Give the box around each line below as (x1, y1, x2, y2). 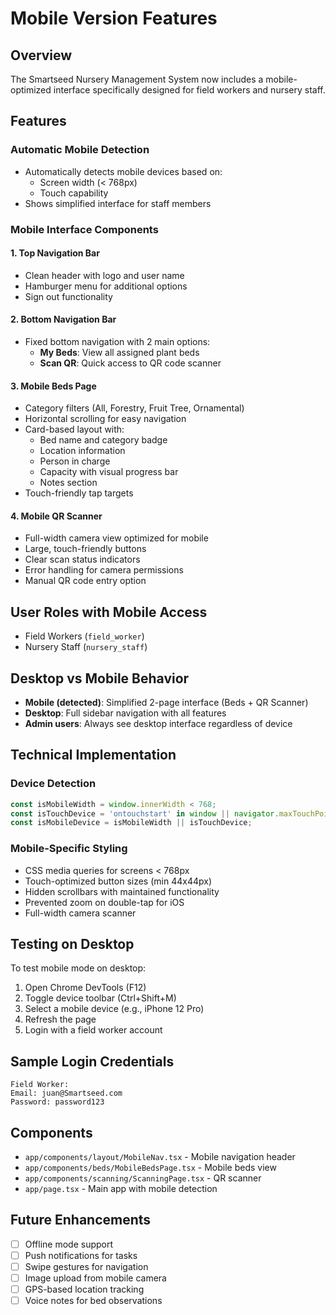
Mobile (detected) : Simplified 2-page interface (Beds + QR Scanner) (24, 697, 309, 709)
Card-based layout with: (24, 423, 125, 436)
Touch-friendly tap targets (24, 487, 134, 499)
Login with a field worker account (24, 1024, 163, 1036)
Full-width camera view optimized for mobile (24, 532, 209, 544)
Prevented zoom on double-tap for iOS (24, 896, 185, 908)
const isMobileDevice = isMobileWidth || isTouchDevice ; (10, 818, 253, 828)
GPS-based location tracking (24, 1283, 145, 1296)
